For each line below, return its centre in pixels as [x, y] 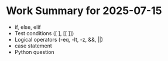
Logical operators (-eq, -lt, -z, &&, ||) [59, 39]
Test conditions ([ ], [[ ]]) [44, 33]
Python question [34, 52]
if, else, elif [28, 27]
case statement [33, 46]
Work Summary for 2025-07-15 [84, 11]
